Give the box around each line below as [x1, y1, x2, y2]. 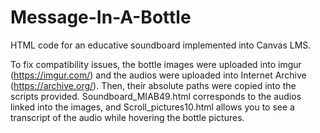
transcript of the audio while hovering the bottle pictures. [10, 111, 245, 123]
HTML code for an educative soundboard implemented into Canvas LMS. [10, 39, 312, 51]
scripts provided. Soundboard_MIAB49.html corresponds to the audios [10, 90, 302, 102]
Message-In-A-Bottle [10, 6, 192, 29]
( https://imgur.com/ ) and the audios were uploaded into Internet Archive [10, 69, 307, 81]
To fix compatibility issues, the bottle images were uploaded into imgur [10, 58, 302, 70]
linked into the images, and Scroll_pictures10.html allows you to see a [10, 101, 295, 113]
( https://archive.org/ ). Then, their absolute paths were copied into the [10, 79, 297, 91]
